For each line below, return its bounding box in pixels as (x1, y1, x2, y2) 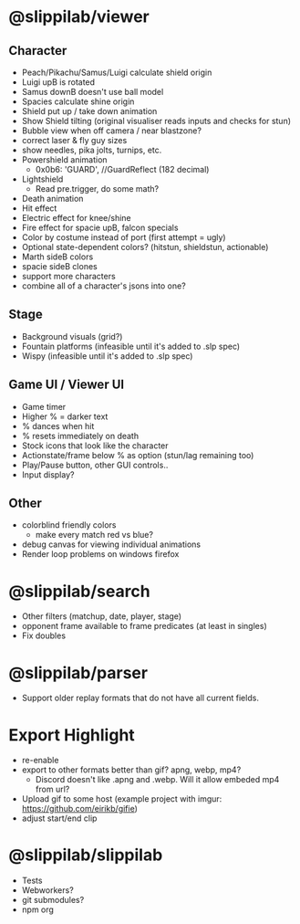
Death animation (21, 194, 84, 204)
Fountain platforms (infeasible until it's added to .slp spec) (21, 341, 241, 352)
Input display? (21, 468, 75, 480)
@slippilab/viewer (8, 6, 150, 27)
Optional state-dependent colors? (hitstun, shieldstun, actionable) (21, 242, 269, 252)
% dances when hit (21, 420, 95, 431)
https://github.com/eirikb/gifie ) (21, 803, 139, 814)
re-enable (21, 755, 59, 766)
